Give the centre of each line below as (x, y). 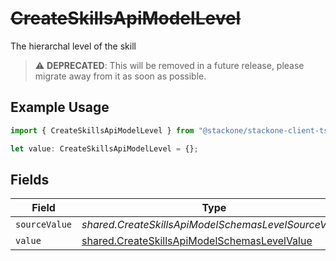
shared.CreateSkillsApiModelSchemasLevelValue (197, 241)
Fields (30, 179)
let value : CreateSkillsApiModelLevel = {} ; (104, 148)
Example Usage (60, 107)
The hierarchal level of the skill (73, 46)
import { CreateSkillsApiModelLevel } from (102, 130)
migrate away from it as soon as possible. (120, 76)
